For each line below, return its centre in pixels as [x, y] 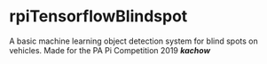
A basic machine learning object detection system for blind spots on [134, 41]
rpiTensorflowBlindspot [98, 16]
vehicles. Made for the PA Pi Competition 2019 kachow [110, 50]
